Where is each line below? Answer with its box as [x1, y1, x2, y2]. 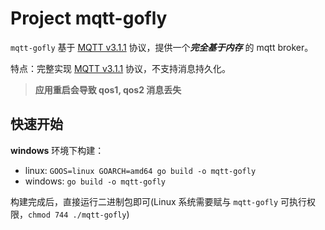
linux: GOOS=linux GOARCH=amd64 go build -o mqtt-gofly [24, 164, 257, 176]
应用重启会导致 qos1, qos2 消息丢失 [34, 83, 182, 96]
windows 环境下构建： [10, 144, 105, 156]
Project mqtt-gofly [10, 7, 168, 30]
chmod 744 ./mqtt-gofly [28, 210, 127, 220]
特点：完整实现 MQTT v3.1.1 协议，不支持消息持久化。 [10, 62, 232, 74]
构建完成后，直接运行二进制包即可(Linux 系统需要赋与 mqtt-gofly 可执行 [10, 195, 308, 207]
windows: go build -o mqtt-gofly [24, 175, 166, 187]
